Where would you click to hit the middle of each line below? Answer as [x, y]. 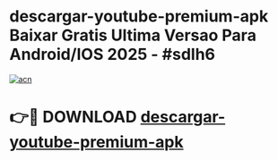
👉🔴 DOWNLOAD [73, 117]
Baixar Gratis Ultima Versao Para [133, 35]
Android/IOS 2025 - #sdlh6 [113, 55]
